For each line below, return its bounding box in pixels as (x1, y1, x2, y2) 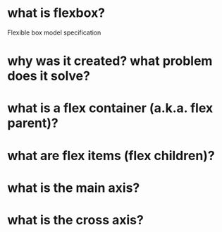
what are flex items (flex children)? (7, 147, 215, 164)
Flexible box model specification (7, 28, 101, 37)
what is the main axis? (7, 180, 140, 195)
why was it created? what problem (7, 53, 213, 69)
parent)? (7, 115, 58, 131)
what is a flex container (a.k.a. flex (7, 100, 214, 116)
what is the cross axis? (7, 212, 144, 228)
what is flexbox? (7, 5, 106, 21)
